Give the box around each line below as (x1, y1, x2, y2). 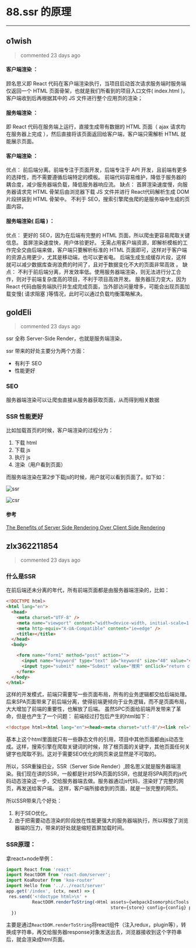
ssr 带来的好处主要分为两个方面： (6, 348, 86, 355)
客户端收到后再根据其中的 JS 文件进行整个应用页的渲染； (6, 94, 143, 101)
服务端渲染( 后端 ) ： (6, 217, 55, 224)
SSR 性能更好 (6, 412, 44, 420)
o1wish (6, 36, 32, 46)
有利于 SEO (14, 360, 42, 367)
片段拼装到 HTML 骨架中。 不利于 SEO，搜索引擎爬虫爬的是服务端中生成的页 (6, 195, 190, 202)
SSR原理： (6, 840, 36, 849)
